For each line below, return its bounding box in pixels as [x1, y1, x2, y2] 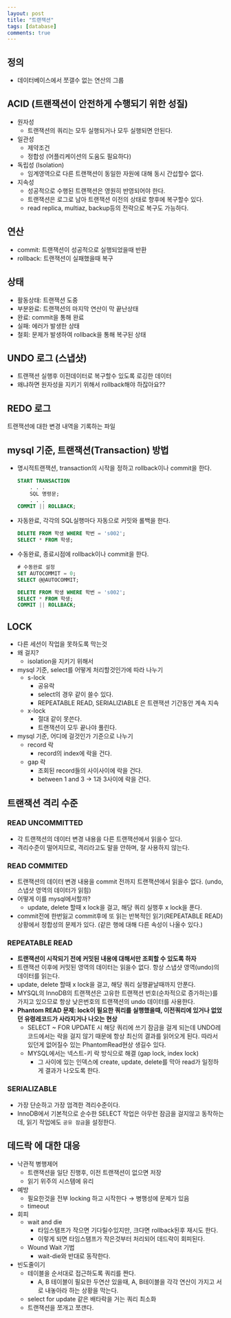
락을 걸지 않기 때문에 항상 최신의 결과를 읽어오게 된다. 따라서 [56, 1032, 219, 1040]
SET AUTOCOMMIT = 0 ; [16, 569, 76, 577]
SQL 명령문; [30, 490, 60, 497]
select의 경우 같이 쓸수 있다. [37, 690, 113, 699]
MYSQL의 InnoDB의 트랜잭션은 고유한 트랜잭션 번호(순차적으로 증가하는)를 [16, 989, 219, 997]
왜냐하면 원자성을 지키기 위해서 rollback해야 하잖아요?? [16, 380, 166, 389]
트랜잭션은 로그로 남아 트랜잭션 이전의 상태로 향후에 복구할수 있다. [27, 195, 204, 203]
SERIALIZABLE [7, 1084, 57, 1094]
